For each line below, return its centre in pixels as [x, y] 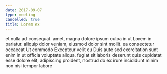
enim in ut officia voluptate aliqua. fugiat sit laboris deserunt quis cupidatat [83, 55]
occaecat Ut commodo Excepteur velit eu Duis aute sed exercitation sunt [82, 50]
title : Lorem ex [22, 24]
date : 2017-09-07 [24, 10]
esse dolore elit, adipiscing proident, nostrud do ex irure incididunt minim [82, 60]
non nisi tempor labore [29, 66]
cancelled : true [22, 19]
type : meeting [20, 15]
